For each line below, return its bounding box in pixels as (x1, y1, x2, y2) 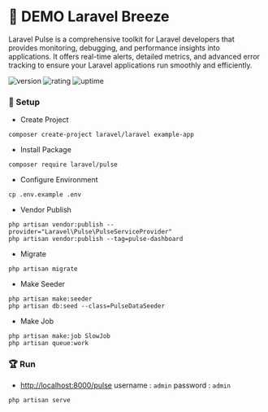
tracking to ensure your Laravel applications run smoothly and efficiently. (8, 60, 253, 70)
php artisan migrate (8, 265, 79, 274)
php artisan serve (8, 396, 71, 404)
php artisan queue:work (8, 340, 89, 348)
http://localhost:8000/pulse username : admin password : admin (19, 380, 231, 390)
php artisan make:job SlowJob (8, 332, 111, 340)
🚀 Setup (8, 96, 41, 107)
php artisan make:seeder (8, 295, 93, 304)
